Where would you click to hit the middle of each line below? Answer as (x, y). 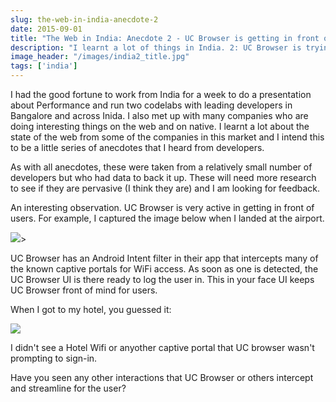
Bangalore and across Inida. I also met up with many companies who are (159, 115)
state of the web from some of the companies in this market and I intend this (167, 137)
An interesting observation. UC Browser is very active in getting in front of (162, 207)
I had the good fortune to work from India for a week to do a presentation (161, 94)
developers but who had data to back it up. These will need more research (163, 177)
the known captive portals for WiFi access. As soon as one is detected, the (164, 269)
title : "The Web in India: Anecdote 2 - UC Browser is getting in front (165, 38)
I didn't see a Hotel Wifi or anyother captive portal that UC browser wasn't (162, 347)
